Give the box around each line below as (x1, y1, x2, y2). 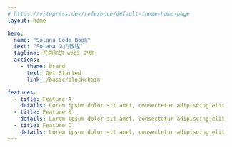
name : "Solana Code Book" (14, 36, 91, 43)
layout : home (7, 17, 46, 24)
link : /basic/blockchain (26, 76, 101, 83)
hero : (7, 30, 24, 37)
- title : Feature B (14, 109, 72, 116)
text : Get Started (26, 69, 81, 77)
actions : (14, 56, 40, 64)
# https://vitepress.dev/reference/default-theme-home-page (7, 10, 191, 18)
